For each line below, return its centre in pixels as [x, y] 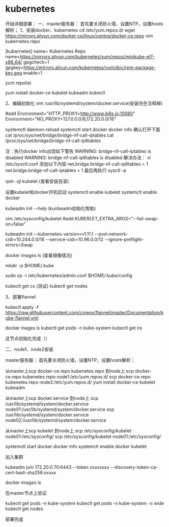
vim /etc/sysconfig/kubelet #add [39, 218]
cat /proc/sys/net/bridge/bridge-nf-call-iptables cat [60, 135]
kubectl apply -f [22, 307]
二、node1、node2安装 [29, 349]
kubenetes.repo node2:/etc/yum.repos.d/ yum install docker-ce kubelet [80, 382]
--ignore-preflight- [124, 239]
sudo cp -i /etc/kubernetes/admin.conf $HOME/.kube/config [69, 275]
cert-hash [16, 472]
